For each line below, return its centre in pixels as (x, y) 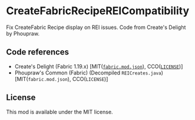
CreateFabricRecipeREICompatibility (98, 11)
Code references (38, 52)
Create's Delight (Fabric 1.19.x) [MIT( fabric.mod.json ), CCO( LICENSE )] (99, 66)
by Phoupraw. (23, 33)
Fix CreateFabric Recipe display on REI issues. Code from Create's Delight (96, 27)
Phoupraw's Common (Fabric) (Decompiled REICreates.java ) (89, 73)
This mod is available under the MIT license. (60, 112)
